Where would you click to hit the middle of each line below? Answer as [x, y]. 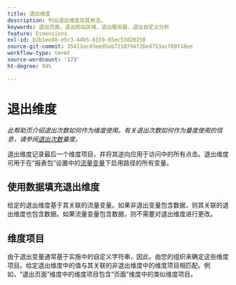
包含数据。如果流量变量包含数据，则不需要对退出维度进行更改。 [124, 214]
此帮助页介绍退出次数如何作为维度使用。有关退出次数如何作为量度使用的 [112, 130]
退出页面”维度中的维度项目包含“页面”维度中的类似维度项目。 [109, 274]
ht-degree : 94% [29, 66]
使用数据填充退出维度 [53, 187]
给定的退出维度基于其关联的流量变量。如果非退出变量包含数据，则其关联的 [115, 205]
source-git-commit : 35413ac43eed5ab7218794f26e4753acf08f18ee [100, 46]
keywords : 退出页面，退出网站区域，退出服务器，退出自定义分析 [88, 27]
